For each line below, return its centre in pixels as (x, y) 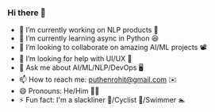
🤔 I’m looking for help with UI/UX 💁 (75, 59)
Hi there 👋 (27, 13)
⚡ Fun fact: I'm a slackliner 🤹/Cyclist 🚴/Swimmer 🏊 (102, 100)
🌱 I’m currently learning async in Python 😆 (89, 38)
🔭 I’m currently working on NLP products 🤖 (89, 30)
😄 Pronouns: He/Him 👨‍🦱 (59, 91)
